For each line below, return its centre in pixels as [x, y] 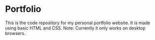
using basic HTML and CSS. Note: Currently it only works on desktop [75, 28]
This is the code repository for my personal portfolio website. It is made [78, 23]
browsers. [15, 33]
